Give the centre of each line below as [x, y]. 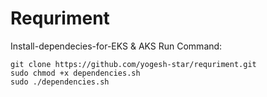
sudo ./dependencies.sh [60, 82]
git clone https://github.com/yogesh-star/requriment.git [133, 64]
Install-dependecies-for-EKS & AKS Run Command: [116, 46]
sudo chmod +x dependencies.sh [75, 73]
